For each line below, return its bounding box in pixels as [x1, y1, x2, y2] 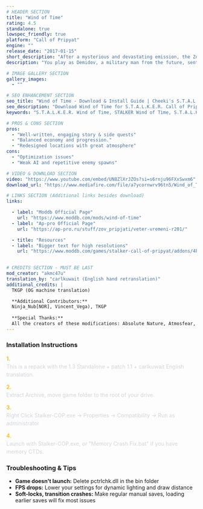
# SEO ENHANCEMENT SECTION [6, 92, 74, 99]
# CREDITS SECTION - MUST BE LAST [6, 265, 94, 271]
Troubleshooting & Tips [6, 464, 77, 472]
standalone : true [6, 25, 50, 32]
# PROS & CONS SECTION [6, 120, 63, 126]
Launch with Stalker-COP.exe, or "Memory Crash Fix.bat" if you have [6, 440, 178, 447]
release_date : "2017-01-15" [6, 48, 77, 54]
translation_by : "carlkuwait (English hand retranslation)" [6, 276, 161, 282]
